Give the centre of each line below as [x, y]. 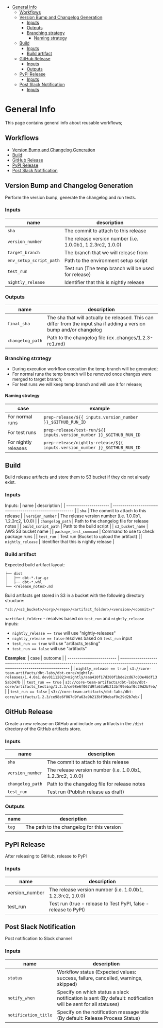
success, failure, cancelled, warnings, [100, 978]
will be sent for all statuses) [88, 1004]
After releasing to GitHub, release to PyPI [46, 856]
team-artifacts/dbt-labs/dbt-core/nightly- [50, 673]
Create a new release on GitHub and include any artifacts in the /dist [74, 723]
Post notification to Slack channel [38, 939]
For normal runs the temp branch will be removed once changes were [82, 374]
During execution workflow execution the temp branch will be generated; [85, 369]
